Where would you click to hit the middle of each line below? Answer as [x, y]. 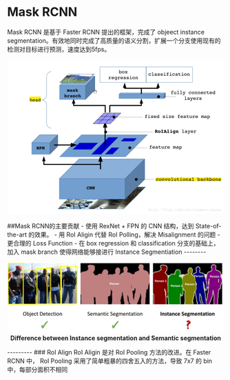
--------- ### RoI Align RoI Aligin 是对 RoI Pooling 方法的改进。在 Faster [109, 352]
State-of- [208, 226]
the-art [17, 234]
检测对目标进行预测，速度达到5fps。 [59, 49]
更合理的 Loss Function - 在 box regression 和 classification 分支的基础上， [113, 243]
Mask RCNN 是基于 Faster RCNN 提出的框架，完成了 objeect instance [106, 32]
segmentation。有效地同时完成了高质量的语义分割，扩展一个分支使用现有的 [114, 40]
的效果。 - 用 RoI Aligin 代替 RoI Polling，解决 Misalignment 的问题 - [124, 234]
